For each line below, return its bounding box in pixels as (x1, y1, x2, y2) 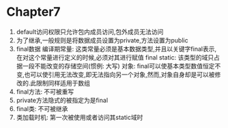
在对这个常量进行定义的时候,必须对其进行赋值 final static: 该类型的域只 (16, 53, 214, 62)
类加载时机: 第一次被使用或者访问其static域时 (16, 113, 143, 121)
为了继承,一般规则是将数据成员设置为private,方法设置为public (16, 36, 188, 44)
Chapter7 (6, 4, 61, 20)
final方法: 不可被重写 (16, 87, 74, 96)
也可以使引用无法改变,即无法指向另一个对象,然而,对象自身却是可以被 (24, 70, 215, 79)
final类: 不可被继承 (16, 104, 68, 113)
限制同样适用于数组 (35, 79, 90, 87)
